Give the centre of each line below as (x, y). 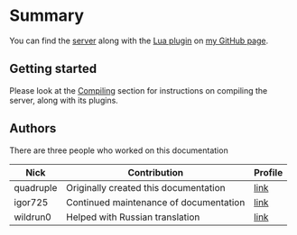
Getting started (53, 69)
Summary (46, 16)
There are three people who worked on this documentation (119, 150)
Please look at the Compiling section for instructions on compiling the (139, 90)
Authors (33, 128)
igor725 (31, 202)
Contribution (156, 172)
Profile (269, 172)
